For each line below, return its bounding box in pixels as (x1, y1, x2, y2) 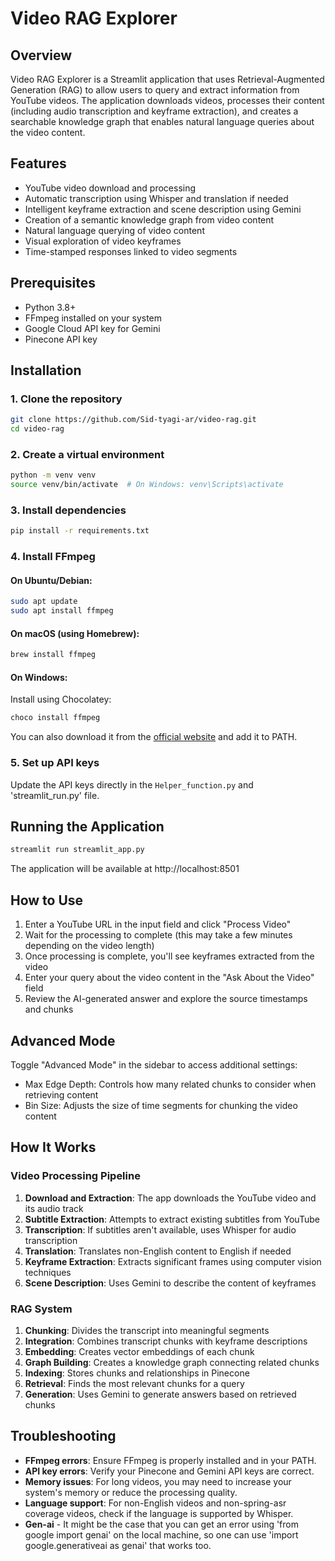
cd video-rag (10, 424, 65, 434)
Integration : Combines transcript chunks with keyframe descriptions (24, 1335, 308, 1347)
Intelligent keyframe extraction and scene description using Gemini (24, 203, 302, 215)
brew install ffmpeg (10, 650, 97, 660)
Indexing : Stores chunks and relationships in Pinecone (24, 1367, 250, 1379)
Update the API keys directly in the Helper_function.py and (10, 778, 254, 791)
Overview (10, 47, 73, 64)
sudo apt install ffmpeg (10, 606, 114, 616)
